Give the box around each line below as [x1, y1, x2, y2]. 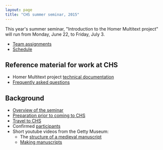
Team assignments [12, 41, 52, 47]
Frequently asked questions [12, 79, 70, 85]
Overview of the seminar [12, 107, 64, 113]
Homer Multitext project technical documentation [12, 74, 114, 80]
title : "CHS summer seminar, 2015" [5, 12, 80, 17]
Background [5, 94, 44, 102]
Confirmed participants [12, 123, 61, 129]
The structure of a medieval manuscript [20, 134, 102, 140]
